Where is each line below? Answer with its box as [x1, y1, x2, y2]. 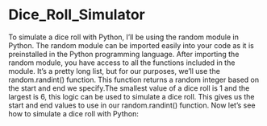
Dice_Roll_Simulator [8, 6, 145, 24]
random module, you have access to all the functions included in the [8, 58, 236, 67]
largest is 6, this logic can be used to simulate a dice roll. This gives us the [8, 91, 255, 101]
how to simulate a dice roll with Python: [8, 108, 139, 118]
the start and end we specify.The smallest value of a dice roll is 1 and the [8, 83, 250, 93]
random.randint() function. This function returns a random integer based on [8, 75, 260, 84]
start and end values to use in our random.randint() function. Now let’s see [8, 100, 256, 110]
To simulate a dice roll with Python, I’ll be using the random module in [8, 32, 240, 42]
